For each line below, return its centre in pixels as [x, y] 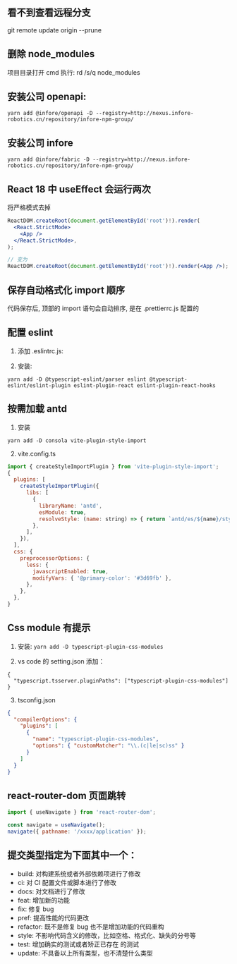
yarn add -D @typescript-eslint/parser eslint [77, 379]
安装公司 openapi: [47, 97]
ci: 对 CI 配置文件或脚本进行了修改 [67, 882]
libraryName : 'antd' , [70, 506]
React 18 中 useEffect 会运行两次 [79, 189]
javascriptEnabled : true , [71, 571]
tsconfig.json [36, 700]
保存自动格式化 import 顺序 [66, 290]
